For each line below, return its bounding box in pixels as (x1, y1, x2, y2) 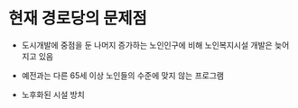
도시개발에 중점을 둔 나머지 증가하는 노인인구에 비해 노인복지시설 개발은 (21, 40, 273, 50)
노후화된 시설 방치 (21, 89, 85, 100)
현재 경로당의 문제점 (8, 8, 148, 29)
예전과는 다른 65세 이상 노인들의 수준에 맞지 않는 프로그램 (21, 69, 225, 81)
